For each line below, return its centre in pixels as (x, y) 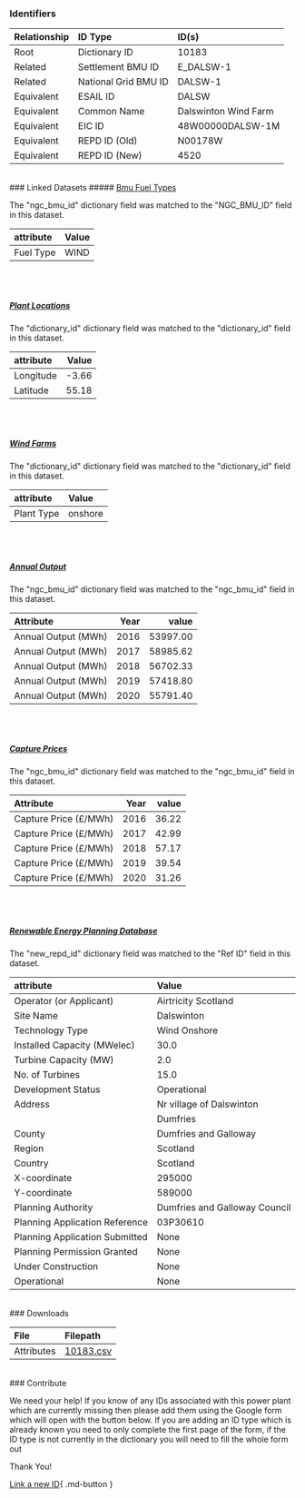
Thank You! (31, 1467)
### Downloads (39, 1314)
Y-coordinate (43, 1193)
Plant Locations (40, 305)
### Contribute (38, 1384)
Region (29, 1148)
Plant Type (37, 514)
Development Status (57, 1089)
